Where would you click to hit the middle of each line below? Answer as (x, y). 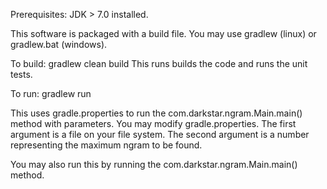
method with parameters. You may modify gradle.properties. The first (153, 123)
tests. (21, 74)
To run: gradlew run (51, 93)
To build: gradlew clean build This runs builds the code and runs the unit (159, 63)
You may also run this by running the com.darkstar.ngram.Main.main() (154, 164)
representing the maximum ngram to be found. (106, 145)
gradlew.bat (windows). (59, 44)
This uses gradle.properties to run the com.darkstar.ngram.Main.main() (156, 113)
